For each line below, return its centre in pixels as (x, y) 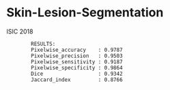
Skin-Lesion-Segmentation (85, 13)
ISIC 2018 (20, 31)
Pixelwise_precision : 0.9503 (77, 56)
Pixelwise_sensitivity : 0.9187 (77, 62)
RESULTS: (43, 44)
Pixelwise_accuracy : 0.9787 (77, 50)
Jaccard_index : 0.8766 (77, 80)
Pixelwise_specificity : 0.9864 (77, 67)
